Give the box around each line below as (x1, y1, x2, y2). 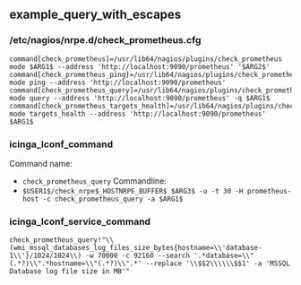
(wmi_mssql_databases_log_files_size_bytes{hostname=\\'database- (9, 244, 262, 253)
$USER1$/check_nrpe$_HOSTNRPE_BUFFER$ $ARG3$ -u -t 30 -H (21, 186, 244, 195)
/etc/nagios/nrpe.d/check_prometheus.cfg (9, 34, 202, 47)
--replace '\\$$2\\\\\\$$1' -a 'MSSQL (145, 259, 291, 268)
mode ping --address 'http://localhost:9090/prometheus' (9, 78, 227, 87)
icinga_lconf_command (9, 138, 114, 151)
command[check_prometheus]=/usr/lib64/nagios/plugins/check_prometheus (9, 54, 282, 64)
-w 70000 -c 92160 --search (85, 251, 191, 261)
